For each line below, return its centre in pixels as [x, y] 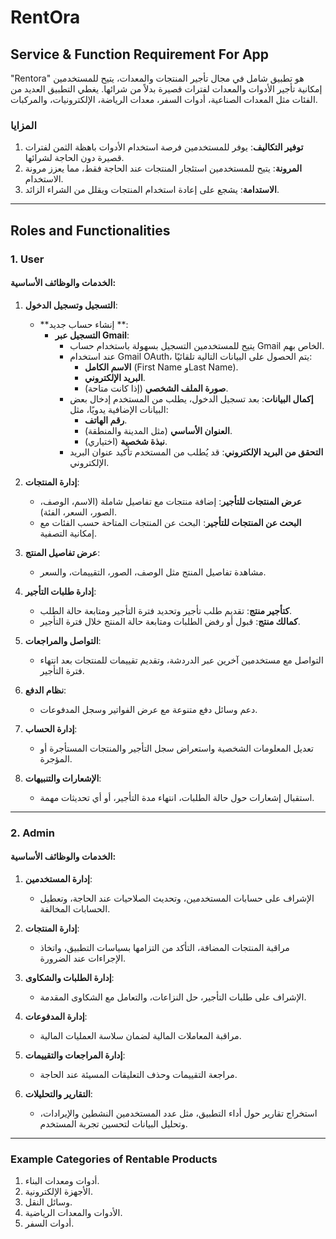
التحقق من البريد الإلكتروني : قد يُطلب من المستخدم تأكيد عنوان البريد [196, 452]
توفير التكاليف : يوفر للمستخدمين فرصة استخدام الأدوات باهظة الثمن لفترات [164, 147]
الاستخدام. [44, 179]
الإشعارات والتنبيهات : [63, 778]
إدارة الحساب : [51, 728]
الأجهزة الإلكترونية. [59, 1192]
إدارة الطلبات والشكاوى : [69, 977]
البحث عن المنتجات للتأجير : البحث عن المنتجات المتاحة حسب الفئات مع [170, 522]
